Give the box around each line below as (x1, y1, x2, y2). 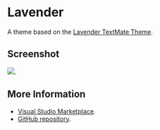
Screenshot (7, 48, 60, 60)
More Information (7, 88, 86, 100)
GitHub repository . (17, 114, 71, 123)
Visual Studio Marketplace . (17, 107, 96, 115)
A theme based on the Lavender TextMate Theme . (7, 28, 154, 36)
